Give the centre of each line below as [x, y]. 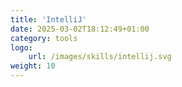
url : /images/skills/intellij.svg [100, 57]
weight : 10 [33, 66]
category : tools [44, 38]
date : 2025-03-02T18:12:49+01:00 [80, 29]
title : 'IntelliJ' [48, 19]
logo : [21, 47]
